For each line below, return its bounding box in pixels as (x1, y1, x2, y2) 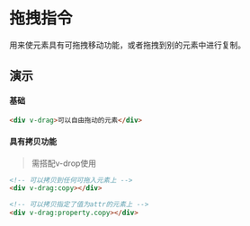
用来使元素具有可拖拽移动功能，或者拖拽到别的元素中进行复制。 (9, 39, 246, 50)
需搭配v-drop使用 (31, 158, 97, 169)
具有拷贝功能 (9, 136, 57, 146)
